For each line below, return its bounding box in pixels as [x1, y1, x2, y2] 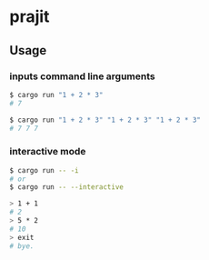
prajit [9, 6, 50, 27]
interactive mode [9, 145, 86, 158]
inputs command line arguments [9, 70, 156, 83]
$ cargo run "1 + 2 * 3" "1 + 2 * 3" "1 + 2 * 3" [9, 115, 202, 125]
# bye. [9, 241, 35, 251]
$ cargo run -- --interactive [9, 183, 124, 192]
